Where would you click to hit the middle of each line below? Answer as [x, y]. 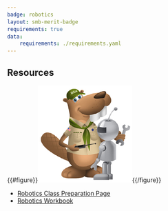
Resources [31, 72]
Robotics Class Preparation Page [64, 193]
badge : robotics [30, 14]
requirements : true [35, 29]
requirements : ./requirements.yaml [71, 44]
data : [15, 37]
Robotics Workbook [45, 201]
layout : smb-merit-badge [43, 22]
